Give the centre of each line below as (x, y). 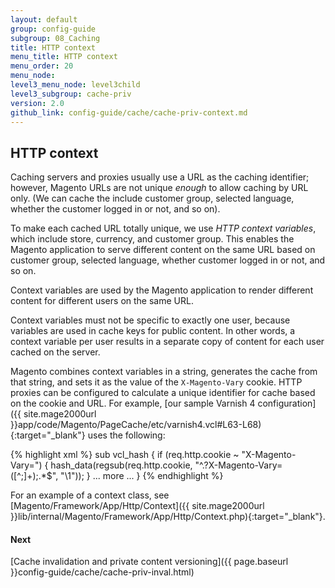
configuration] (287, 403)
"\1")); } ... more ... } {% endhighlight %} (142, 476)
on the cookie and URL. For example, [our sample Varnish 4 (133, 403)
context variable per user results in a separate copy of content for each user (167, 342)
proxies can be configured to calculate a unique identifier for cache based (163, 393)
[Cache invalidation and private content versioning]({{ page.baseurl (149, 562)
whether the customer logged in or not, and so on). (115, 209)
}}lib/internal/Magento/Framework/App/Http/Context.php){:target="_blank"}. (168, 517)
